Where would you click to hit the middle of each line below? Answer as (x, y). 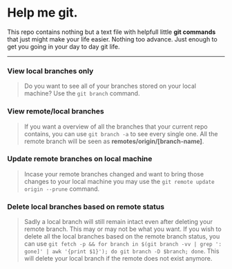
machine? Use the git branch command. (82, 93)
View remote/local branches (56, 111)
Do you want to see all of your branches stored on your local (110, 86)
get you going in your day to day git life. (64, 46)
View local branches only (50, 71)
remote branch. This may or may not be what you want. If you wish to (123, 229)
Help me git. (42, 13)
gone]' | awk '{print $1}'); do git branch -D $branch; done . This (122, 251)
